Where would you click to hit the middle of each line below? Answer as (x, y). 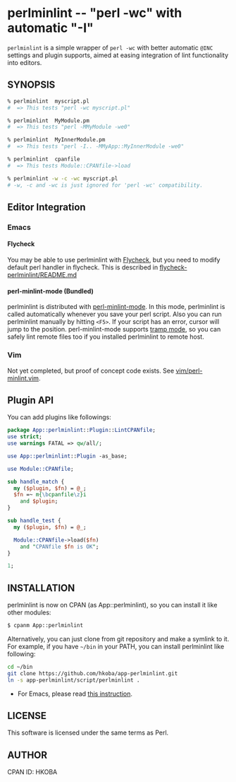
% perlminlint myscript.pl (49, 101)
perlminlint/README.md (42, 275)
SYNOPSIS (31, 85)
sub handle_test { (34, 521)
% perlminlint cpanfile (44, 159)
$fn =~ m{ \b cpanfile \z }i (50, 495)
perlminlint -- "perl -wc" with (95, 13)
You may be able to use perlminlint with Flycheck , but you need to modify (114, 260)
